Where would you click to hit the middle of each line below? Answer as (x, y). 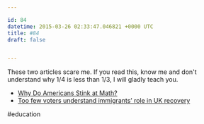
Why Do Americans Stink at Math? (68, 93)
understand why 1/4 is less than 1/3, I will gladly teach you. (93, 80)
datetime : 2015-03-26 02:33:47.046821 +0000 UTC (80, 26)
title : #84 (23, 33)
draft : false (27, 39)
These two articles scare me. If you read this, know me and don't (102, 72)
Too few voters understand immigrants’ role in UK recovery (104, 101)
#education (24, 114)
